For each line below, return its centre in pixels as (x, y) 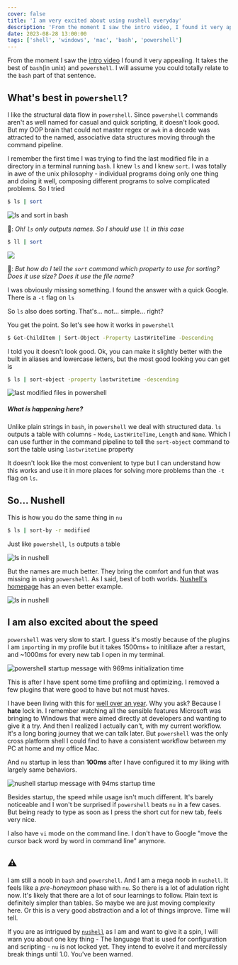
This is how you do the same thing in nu (65, 518)
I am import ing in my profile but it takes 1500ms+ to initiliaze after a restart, (117, 647)
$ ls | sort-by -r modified (49, 531)
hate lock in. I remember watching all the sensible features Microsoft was (114, 710)
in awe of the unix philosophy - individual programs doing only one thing (113, 173)
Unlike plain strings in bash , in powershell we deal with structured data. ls (114, 427)
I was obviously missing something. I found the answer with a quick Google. (118, 290)
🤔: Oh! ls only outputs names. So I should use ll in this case (96, 229)
